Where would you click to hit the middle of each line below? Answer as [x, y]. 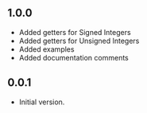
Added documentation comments [73, 57]
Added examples [46, 49]
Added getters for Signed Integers [75, 32]
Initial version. [42, 102]
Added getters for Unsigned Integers [79, 41]
